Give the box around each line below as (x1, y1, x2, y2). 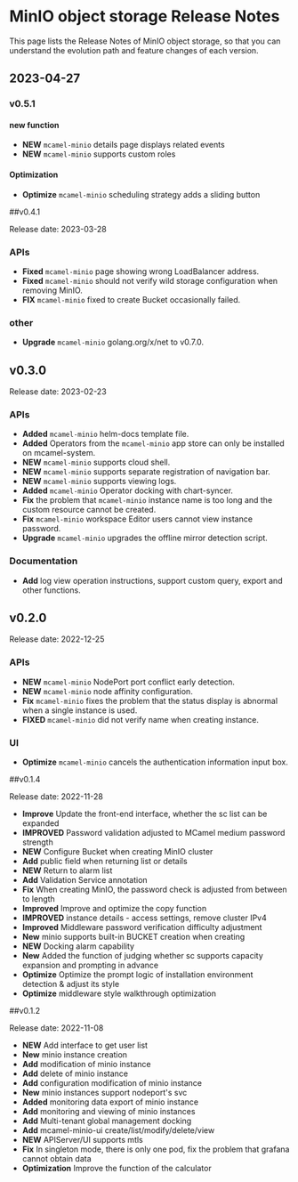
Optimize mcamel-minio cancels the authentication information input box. (21, 757, 289, 767)
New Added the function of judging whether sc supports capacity (21, 951, 264, 961)
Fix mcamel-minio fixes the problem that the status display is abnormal (21, 695, 278, 706)
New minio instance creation (21, 1049, 127, 1060)
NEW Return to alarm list (21, 865, 113, 876)
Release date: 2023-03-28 (9, 223, 107, 234)
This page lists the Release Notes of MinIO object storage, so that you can (9, 36, 281, 46)
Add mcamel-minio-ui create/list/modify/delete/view (21, 1125, 215, 1136)
